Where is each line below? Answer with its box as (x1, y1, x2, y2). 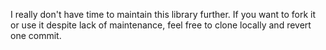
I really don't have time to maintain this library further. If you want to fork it (10, 9, 317, 20)
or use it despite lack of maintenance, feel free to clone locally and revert (10, 19, 312, 31)
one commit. (10, 30, 62, 41)
